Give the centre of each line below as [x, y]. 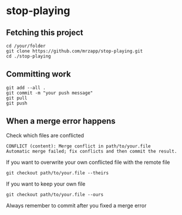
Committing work [39, 74]
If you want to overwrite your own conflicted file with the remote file [88, 162]
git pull [17, 98]
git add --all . [26, 88]
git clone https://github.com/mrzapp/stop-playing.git [75, 51]
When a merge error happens [61, 121]
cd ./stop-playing [28, 56]
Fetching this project [45, 33]
